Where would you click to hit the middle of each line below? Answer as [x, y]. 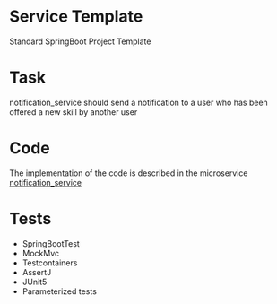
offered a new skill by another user [74, 112]
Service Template [76, 17]
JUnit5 [35, 282]
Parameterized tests [59, 291]
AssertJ [37, 272]
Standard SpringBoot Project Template [80, 41]
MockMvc [41, 253]
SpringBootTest [51, 243]
